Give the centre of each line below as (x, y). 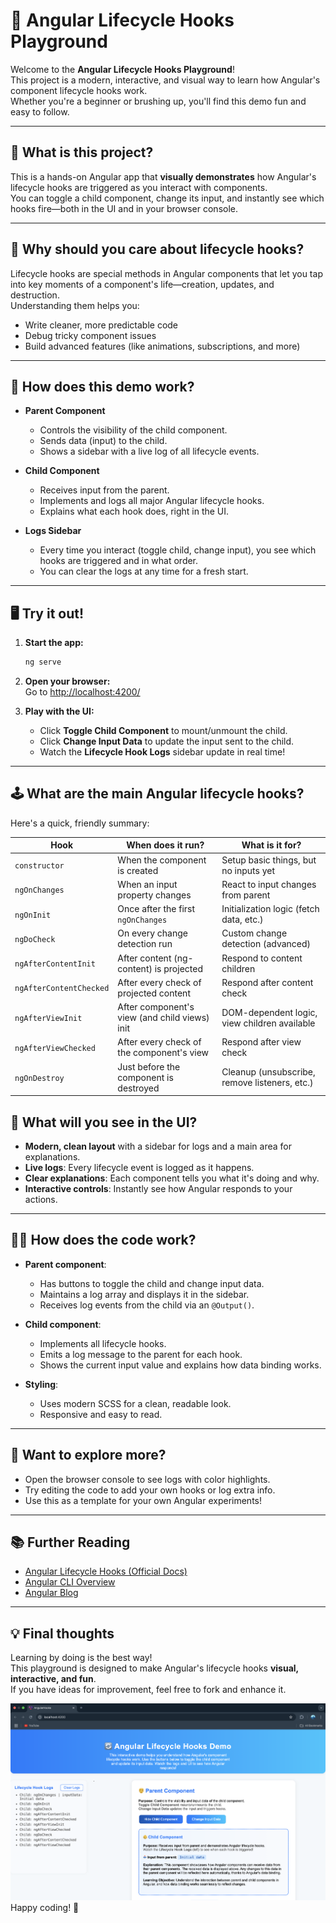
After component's (156, 1007)
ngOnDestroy (39, 1078)
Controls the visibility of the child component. (133, 430)
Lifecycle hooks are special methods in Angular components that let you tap (166, 273)
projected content (154, 993)
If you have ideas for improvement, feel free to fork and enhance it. (148, 1690)
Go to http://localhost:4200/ (82, 692)
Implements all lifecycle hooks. (103, 1343)
